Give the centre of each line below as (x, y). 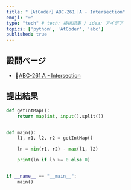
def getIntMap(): (28, 110)
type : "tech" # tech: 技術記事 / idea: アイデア (65, 23)
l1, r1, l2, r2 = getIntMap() (55, 138)
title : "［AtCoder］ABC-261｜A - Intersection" (66, 12)
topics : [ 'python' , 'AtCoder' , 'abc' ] (55, 29)
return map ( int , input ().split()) (60, 116)
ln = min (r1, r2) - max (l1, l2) (58, 149)
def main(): (21, 132)
